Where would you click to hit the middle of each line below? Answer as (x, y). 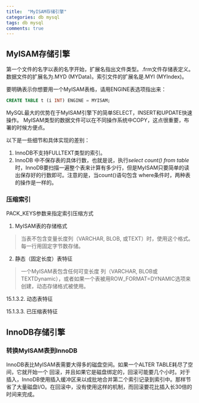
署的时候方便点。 (27, 127)
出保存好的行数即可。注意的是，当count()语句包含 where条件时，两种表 (102, 175)
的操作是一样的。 (36, 182)
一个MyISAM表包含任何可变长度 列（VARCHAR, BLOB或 (89, 272)
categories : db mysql (33, 17)
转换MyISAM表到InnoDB (42, 350)
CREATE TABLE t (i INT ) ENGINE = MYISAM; (58, 101)
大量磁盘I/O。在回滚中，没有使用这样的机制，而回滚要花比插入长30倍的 (104, 386)
